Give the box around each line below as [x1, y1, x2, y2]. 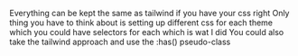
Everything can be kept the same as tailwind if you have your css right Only [9, 8, 290, 18]
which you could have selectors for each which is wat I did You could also [9, 27, 284, 37]
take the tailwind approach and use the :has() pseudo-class [9, 36, 231, 47]
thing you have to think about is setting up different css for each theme [9, 17, 274, 28]
